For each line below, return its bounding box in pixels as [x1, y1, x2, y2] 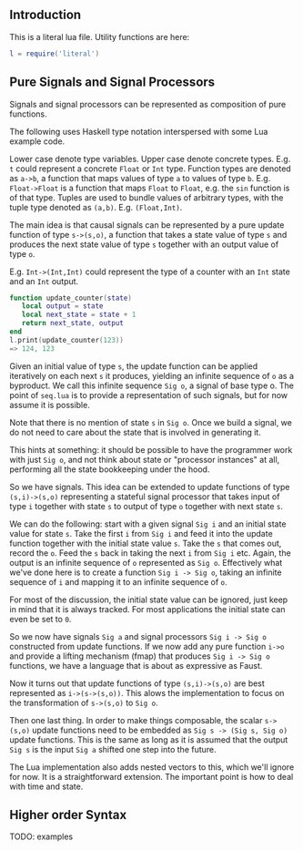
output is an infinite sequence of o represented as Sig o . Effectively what [9, 557, 283, 568]
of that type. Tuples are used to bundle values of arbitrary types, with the [9, 191, 284, 203]
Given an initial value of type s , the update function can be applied [9, 360, 258, 372]
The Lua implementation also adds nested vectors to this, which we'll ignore [9, 761, 295, 773]
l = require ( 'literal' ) [9, 49, 100, 58]
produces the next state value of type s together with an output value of [9, 239, 279, 250]
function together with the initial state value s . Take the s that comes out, [9, 538, 282, 549]
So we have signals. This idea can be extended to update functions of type [9, 481, 290, 492]
